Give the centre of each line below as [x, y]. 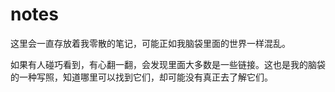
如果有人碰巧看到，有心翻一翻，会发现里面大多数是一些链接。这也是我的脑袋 [168, 64]
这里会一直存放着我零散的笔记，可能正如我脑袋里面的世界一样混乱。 [150, 43]
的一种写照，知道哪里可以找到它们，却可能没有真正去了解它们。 [141, 77]
